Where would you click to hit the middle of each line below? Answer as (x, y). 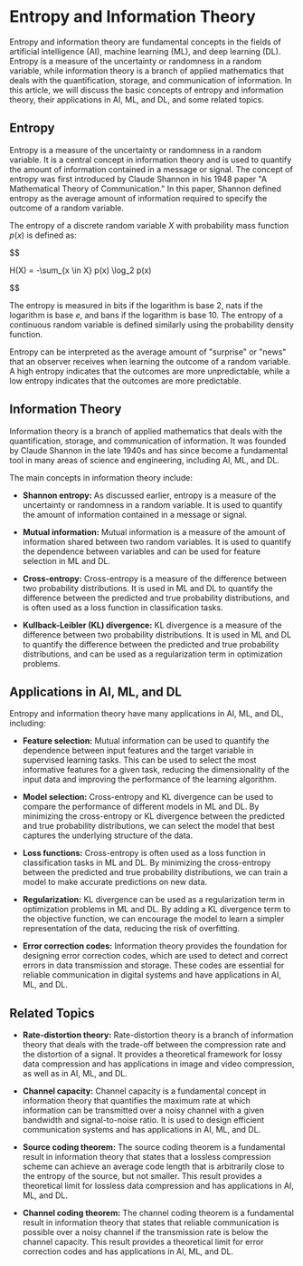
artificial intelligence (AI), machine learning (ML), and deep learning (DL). (145, 51)
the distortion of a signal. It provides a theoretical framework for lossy (152, 1055)
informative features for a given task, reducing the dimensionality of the (156, 770)
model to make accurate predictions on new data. (115, 882)
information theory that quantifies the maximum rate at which (137, 1101)
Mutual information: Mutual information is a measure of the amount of (154, 531)
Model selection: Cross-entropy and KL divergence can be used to (148, 797)
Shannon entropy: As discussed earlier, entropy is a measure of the (149, 495)
